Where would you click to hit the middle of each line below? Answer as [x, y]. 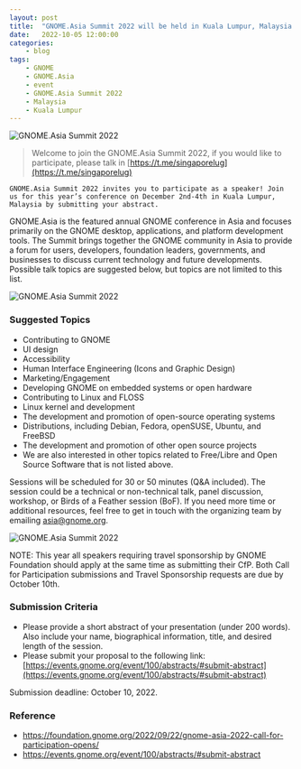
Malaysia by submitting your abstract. [84, 205]
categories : [32, 43]
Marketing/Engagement [66, 378]
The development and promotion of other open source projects [139, 445]
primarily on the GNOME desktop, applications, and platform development [146, 231]
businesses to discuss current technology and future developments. [136, 260]
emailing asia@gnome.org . [59, 520]
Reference [32, 716]
